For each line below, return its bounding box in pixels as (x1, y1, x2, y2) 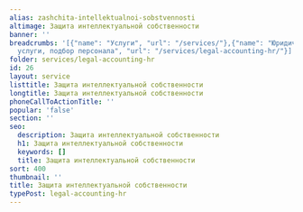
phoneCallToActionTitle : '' (9, 97, 115, 106)
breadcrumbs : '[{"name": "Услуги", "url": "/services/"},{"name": (9, 38, 264, 48)
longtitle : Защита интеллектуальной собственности (9, 88, 204, 97)
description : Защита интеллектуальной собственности (17, 131, 220, 140)
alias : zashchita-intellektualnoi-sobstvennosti (9, 13, 196, 23)
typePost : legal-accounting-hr (9, 189, 127, 198)
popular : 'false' (9, 106, 75, 115)
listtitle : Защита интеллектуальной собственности (9, 80, 204, 89)
